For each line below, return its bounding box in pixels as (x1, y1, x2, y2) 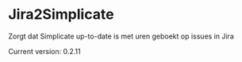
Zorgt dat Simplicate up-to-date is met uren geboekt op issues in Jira (8, 31, 234, 41)
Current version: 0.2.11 (8, 46, 81, 56)
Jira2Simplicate (8, 5, 114, 24)
